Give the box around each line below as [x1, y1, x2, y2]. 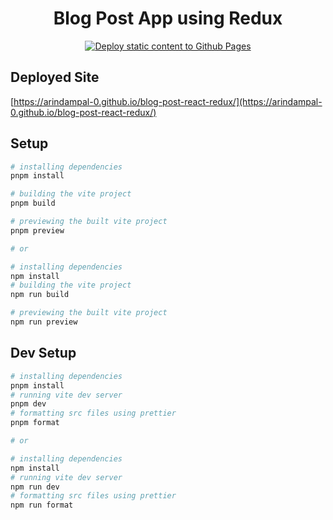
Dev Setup [10, 345, 77, 362]
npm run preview [10, 317, 78, 327]
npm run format [10, 500, 74, 511]
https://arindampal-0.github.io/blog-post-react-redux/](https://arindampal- [13, 95, 323, 107]
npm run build [10, 290, 70, 300]
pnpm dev [10, 399, 47, 409]
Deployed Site [10, 69, 100, 86]
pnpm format [10, 418, 60, 428]
